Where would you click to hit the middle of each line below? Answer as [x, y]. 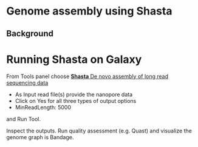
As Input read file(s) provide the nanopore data [74, 94]
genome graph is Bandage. [40, 137]
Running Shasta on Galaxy [74, 59]
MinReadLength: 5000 [43, 107]
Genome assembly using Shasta [89, 11]
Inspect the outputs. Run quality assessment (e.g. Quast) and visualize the [99, 131]
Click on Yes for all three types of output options [76, 100]
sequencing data [27, 82]
